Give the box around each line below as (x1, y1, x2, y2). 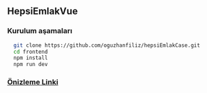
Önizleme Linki (7, 77, 59, 87)
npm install (13, 54, 49, 61)
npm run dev (13, 61, 49, 68)
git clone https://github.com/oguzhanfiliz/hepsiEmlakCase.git (13, 41, 200, 49)
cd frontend (13, 48, 49, 55)
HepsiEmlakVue (7, 6, 78, 17)
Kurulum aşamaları (7, 26, 73, 36)
